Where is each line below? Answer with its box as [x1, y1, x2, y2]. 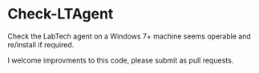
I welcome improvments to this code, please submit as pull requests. [7, 55, 234, 65]
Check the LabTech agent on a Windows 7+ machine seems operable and [7, 31, 252, 41]
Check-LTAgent [7, 5, 114, 23]
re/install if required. [7, 39, 75, 49]
